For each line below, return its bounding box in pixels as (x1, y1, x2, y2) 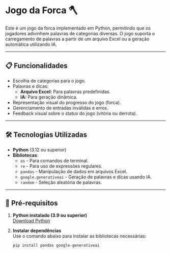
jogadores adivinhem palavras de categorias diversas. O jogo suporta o (5, 30, 155, 36)
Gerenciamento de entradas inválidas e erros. (12, 105, 108, 111)
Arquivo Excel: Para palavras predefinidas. (20, 88, 111, 95)
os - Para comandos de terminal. (20, 157, 89, 164)
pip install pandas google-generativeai (12, 243, 100, 248)
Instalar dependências (12, 227, 62, 234)
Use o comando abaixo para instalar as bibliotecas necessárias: (12, 233, 147, 239)
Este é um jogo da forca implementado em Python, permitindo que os (5, 25, 151, 31)
